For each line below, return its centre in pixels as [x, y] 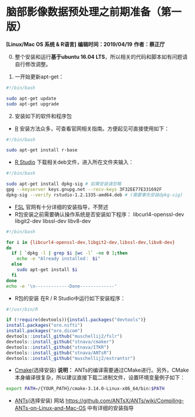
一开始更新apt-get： [39, 77]
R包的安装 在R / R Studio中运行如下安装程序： [70, 298]
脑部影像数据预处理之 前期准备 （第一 [94, 12]
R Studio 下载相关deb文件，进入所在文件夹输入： [74, 162]
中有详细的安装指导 [111, 408]
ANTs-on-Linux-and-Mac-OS [50, 408]
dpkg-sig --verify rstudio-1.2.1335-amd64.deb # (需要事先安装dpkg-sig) [95, 195]
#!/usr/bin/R [22, 309]
